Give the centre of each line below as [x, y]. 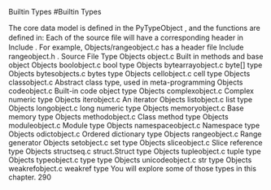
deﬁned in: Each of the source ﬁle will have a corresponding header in [126, 37]
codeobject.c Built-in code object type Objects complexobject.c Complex [131, 91]
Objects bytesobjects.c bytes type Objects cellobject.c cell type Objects [129, 73]
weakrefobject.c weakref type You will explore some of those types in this [132, 168]
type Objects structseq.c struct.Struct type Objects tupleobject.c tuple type [135, 151]
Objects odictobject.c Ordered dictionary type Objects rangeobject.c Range [135, 134]
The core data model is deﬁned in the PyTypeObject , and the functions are [134, 28]
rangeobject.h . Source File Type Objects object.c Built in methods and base [136, 56]
